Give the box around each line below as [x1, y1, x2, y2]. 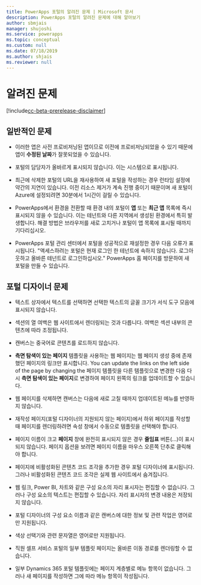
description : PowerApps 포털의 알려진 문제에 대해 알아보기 [6, 14, 141, 20]
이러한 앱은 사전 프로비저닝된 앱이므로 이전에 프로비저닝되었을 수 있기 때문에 [14, 143, 193, 150]
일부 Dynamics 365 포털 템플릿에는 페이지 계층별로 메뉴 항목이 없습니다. [14, 565, 185, 572]
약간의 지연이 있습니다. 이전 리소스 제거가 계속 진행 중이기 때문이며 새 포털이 [14, 184, 193, 191]
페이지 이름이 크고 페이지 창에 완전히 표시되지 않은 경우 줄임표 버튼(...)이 [14, 436, 184, 443]
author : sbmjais [6, 20, 47, 26]
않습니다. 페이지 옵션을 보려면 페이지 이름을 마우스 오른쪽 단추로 [26, 443, 175, 450]
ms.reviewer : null [6, 59, 52, 65]
